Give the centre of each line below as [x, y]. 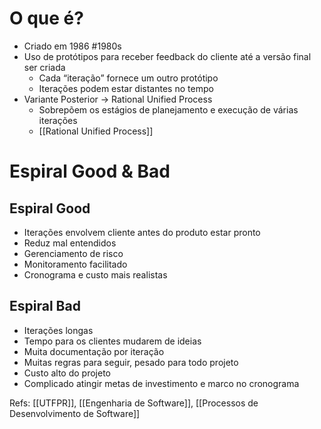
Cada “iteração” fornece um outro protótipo [128, 78]
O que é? [46, 18]
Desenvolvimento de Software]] [75, 413]
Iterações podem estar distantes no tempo [126, 88]
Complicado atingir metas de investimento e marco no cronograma [161, 383]
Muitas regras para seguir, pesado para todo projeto [131, 362]
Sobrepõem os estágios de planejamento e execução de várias [168, 109]
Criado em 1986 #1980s [72, 46]
